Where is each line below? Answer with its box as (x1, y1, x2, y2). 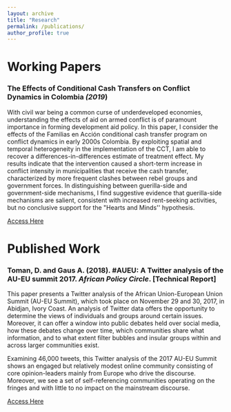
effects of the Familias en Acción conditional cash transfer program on (7, 130, 208, 138)
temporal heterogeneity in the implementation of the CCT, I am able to (7, 144, 206, 153)
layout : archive (7, 10, 54, 17)
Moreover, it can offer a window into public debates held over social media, (7, 319, 221, 328)
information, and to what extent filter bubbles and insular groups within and (7, 334, 221, 342)
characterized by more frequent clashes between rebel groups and (7, 174, 198, 182)
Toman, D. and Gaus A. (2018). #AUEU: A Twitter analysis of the (7, 265, 224, 275)
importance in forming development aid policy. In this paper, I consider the (7, 122, 219, 131)
